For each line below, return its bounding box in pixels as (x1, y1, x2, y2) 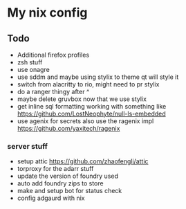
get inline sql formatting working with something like (17, 102, 167, 110)
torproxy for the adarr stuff (17, 165, 94, 173)
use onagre (17, 66, 50, 73)
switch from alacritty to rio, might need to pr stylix (17, 80, 160, 88)
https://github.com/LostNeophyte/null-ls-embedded (17, 109, 166, 118)
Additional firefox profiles (17, 51, 90, 59)
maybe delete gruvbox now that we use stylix (17, 95, 147, 103)
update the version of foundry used (17, 172, 119, 181)
